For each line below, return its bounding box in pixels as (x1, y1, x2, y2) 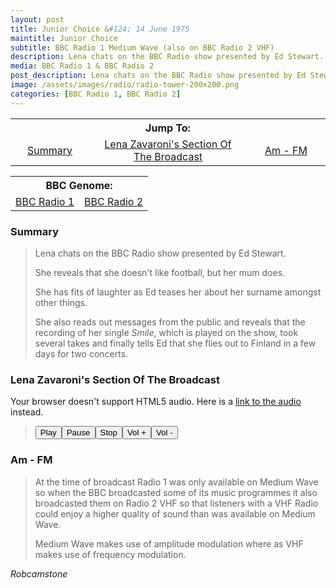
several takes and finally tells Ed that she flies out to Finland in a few (34, 337, 317, 349)
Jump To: (145, 121, 191, 135)
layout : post (10, 14, 65, 25)
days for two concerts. (34, 347, 129, 360)
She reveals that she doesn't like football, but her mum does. (34, 266, 286, 278)
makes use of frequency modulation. (34, 548, 187, 560)
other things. (34, 296, 88, 308)
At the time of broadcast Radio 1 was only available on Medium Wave (34, 476, 319, 488)
